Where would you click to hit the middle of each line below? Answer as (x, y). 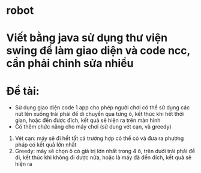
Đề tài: (23, 91)
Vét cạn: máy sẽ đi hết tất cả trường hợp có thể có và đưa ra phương (99, 138)
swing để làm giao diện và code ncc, (98, 51)
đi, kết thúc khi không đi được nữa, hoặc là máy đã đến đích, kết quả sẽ (103, 157)
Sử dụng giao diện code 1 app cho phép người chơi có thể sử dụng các (102, 108)
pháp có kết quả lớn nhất (46, 145)
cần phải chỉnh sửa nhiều (70, 63)
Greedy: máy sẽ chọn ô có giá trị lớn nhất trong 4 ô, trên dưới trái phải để (105, 151)
